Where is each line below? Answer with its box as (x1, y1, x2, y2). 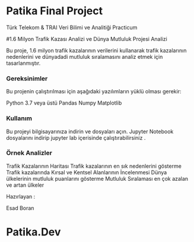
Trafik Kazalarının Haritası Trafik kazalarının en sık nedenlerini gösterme (6, 162, 182, 169)
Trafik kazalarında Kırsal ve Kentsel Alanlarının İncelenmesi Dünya (6, 168, 167, 176)
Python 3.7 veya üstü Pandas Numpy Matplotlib (6, 99, 122, 106)
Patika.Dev (6, 225, 61, 239)
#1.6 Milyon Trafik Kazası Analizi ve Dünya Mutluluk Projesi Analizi (6, 35, 167, 42)
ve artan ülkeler (6, 181, 44, 188)
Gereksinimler (6, 74, 48, 83)
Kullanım (6, 114, 33, 122)
